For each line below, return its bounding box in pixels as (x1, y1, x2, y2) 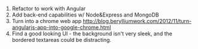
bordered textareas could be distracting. (11, 37, 112, 43)
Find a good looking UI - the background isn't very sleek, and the (11, 30, 172, 37)
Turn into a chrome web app (11, 18, 82, 24)
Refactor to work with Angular (11, 5, 86, 12)
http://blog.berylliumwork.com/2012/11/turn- (83, 18, 192, 24)
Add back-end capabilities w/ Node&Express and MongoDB (11, 11, 160, 18)
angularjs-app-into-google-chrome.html (11, 24, 111, 31)
